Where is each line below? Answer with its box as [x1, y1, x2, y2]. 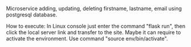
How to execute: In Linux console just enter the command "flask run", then [6, 23, 186, 29]
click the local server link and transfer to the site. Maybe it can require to [6, 29, 181, 36]
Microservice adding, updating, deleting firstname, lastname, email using [6, 5, 182, 12]
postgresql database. [6, 11, 57, 18]
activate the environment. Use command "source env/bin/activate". [6, 35, 168, 42]
